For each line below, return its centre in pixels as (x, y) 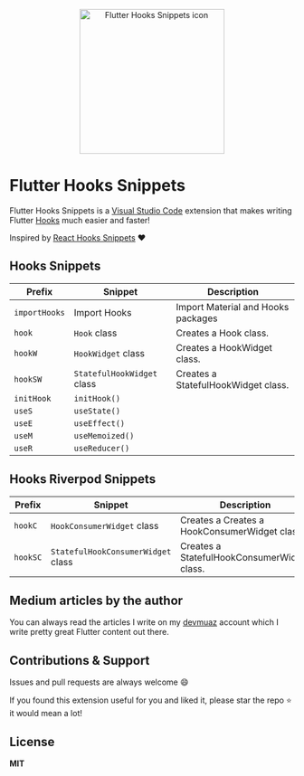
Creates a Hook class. (223, 333)
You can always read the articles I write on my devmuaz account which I (144, 622)
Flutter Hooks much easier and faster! (80, 220)
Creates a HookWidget (224, 347)
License (32, 742)
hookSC (28, 557)
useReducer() (102, 448)
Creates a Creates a (222, 520)
